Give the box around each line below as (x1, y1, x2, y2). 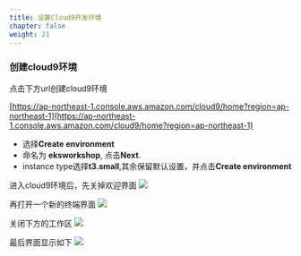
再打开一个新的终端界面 (9, 199, 96, 209)
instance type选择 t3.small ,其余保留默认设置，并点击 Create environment (21, 160, 292, 171)
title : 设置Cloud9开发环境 (9, 13, 102, 22)
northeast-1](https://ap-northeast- (9, 110, 136, 121)
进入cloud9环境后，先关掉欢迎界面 (9, 180, 137, 191)
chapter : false (9, 21, 66, 30)
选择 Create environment (21, 138, 115, 149)
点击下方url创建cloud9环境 (9, 82, 107, 94)
